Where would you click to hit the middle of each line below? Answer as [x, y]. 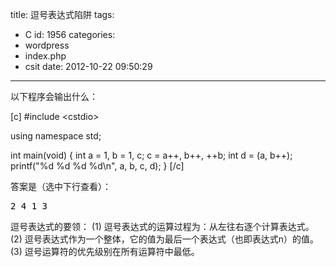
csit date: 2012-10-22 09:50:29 [88, 66]
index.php [45, 56]
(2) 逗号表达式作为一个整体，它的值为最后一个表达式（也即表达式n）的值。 [164, 239]
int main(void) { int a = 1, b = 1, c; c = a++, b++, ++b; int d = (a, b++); [151, 155]
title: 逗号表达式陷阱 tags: [62, 14]
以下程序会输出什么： [54, 96]
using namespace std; [56, 136]
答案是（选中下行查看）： [61, 186]
